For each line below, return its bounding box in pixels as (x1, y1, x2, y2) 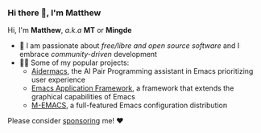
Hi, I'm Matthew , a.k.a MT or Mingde (7, 26, 132, 35)
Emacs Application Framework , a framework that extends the (31, 83, 234, 93)
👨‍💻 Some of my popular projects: (19, 58, 130, 67)
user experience (31, 75, 86, 85)
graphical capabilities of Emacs (31, 92, 136, 102)
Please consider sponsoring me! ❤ (7, 116, 124, 126)
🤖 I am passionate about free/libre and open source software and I (19, 41, 240, 50)
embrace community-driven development (19, 50, 158, 59)
